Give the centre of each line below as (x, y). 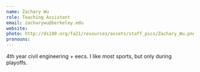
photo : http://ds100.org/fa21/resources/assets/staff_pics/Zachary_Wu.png (101, 34)
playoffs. (17, 62)
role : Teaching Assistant (38, 17)
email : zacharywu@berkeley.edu (45, 23)
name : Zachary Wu (28, 12)
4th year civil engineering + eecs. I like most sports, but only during (89, 56)
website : (17, 28)
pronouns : (18, 39)
